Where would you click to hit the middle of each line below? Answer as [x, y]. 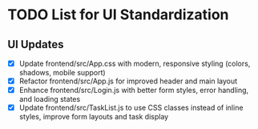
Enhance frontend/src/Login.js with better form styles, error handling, [134, 91]
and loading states [50, 99]
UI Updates [36, 44]
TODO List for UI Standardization [118, 15]
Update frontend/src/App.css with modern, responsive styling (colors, [135, 63]
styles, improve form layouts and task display [94, 117]
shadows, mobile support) [62, 73]
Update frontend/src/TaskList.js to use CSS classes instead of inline [131, 108]
